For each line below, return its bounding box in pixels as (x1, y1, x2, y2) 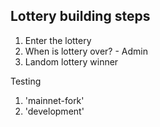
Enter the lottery (24, 34, 92, 46)
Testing (10, 75, 42, 87)
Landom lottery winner (24, 55, 119, 68)
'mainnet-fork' (24, 94, 85, 106)
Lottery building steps (10, 8, 151, 25)
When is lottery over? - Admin (24, 45, 149, 57)
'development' (24, 105, 85, 117)
